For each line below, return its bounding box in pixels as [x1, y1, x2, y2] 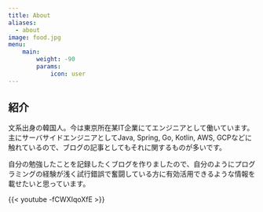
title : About [8, 11, 51, 20]
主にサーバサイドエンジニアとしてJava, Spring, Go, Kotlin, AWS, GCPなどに [8, 133, 253, 142]
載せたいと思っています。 [8, 179, 90, 188]
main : [22, 48, 41, 56]
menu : [8, 41, 26, 49]
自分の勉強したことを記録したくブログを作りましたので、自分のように [8, 159, 236, 169]
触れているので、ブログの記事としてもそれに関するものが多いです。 [8, 143, 226, 152]
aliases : [8, 19, 37, 27]
